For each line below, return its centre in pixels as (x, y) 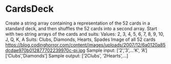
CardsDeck (29, 9)
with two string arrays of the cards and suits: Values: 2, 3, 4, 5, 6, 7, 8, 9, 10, (85, 34)
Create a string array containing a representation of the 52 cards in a (78, 23)
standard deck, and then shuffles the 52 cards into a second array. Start (81, 28)
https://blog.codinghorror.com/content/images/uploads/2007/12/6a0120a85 (85, 45)
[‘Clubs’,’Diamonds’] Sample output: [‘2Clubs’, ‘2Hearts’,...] (67, 56)
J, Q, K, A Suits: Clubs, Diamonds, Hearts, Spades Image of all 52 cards (80, 39)
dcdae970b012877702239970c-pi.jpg (45, 50)
